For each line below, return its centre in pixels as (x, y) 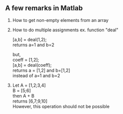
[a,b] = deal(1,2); (29, 39)
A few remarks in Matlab (44, 8)
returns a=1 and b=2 (33, 45)
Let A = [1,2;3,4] (29, 85)
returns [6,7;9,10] (30, 101)
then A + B (23, 96)
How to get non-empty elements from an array (60, 20)
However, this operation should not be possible (61, 106)
